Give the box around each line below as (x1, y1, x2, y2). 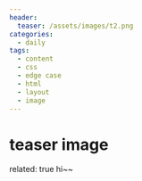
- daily (17, 37, 46, 47)
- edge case (17, 71, 63, 80)
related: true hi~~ (9, 164, 74, 175)
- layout (17, 87, 50, 96)
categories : (9, 29, 54, 38)
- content (17, 54, 54, 63)
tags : (9, 46, 29, 55)
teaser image (9, 135, 109, 154)
